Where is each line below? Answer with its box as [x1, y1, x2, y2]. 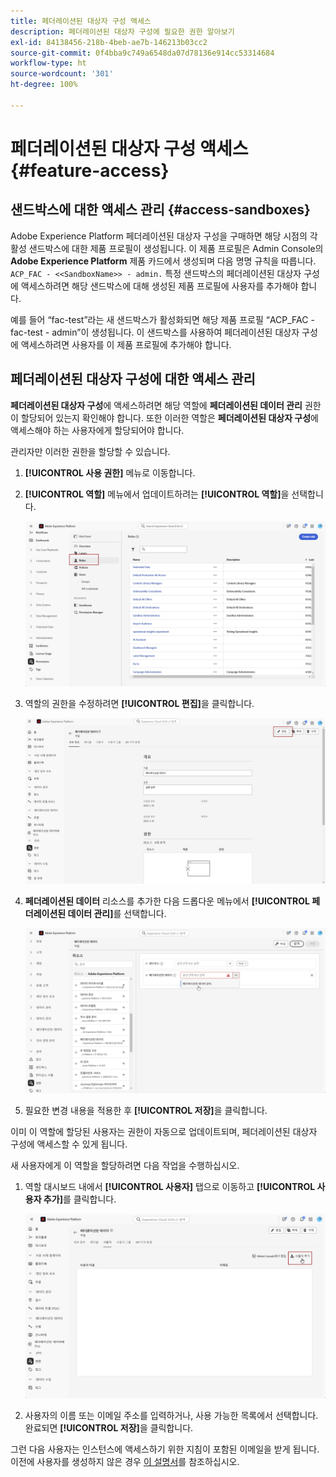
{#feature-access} [10, 159, 170, 182]
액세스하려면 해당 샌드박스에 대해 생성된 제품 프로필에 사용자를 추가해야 [20, 280, 299, 292]
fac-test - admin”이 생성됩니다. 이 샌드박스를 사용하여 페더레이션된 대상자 [10, 326, 300, 338]
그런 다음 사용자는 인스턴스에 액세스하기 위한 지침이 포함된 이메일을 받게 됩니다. [10, 1443, 320, 1455]
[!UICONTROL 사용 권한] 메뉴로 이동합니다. [24, 466, 196, 479]
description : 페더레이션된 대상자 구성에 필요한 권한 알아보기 [10, 26, 235, 37]
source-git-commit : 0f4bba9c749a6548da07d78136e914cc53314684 [10, 48, 275, 58]
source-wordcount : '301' [10, 69, 114, 79]
